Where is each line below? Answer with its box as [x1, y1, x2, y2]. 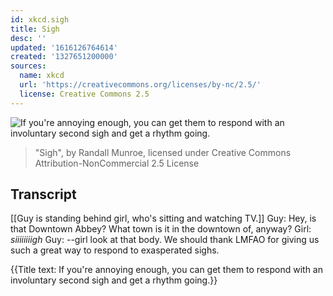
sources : [10, 61, 47, 71]
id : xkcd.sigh [10, 14, 70, 25]
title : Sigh [10, 24, 60, 34]
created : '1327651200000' [10, 52, 118, 62]
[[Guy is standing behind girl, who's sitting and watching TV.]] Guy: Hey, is [10, 212, 317, 225]
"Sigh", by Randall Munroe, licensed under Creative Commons [34, 146, 292, 158]
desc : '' [10, 33, 47, 43]
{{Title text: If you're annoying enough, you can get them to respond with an [10, 264, 323, 276]
